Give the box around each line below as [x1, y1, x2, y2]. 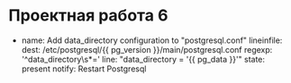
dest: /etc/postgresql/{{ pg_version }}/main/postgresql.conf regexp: [21, 44, 273, 54]
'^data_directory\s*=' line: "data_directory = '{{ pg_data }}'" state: [21, 54, 266, 64]
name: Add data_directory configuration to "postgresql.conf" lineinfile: [21, 35, 283, 46]
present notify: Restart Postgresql [21, 63, 147, 74]
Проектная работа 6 [8, 5, 168, 26]
